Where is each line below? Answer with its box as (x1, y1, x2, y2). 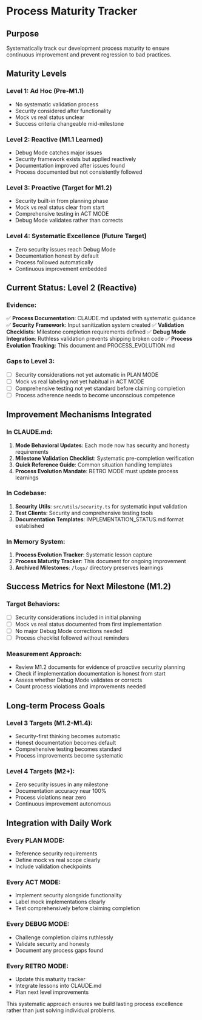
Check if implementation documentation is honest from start (15, 670, 166, 677)
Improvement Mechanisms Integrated (6, 409, 152, 420)
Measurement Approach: (6, 649, 82, 658)
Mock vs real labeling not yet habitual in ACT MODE (15, 378, 144, 385)
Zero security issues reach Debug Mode (15, 245, 116, 253)
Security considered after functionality (15, 107, 112, 114)
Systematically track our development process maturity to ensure (6, 44, 170, 52)
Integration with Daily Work (6, 818, 112, 828)
